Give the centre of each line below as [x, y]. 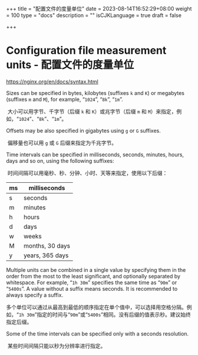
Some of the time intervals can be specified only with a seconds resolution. [98, 333]
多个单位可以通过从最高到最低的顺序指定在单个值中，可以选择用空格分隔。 [96, 307]
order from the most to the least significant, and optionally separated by [93, 276]
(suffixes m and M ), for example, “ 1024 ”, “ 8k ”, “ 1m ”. [65, 99]
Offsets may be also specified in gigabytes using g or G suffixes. [83, 130]
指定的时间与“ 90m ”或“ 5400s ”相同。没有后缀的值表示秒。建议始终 [114, 314]
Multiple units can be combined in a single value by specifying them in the [96, 269]
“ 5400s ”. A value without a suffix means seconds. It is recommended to [92, 288]
